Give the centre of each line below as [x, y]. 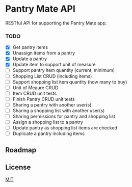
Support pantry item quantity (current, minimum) [64, 70]
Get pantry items [30, 47]
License [18, 167]
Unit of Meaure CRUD [35, 88]
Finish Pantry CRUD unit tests [44, 99]
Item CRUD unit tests [35, 93]
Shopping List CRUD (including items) [52, 76]
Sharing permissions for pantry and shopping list [64, 116]
